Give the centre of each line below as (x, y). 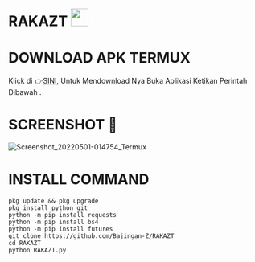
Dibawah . (25, 92)
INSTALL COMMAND (79, 180)
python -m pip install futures (61, 229)
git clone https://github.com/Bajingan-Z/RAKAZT (91, 236)
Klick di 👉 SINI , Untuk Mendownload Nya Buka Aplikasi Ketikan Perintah (128, 81)
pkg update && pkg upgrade (53, 201)
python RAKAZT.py (37, 250)
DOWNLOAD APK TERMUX (99, 58)
